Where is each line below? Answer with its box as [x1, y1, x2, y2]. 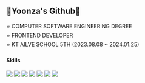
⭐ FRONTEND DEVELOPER [6, 32, 73, 39]
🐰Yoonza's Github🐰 [6, 6, 81, 16]
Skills [6, 57, 21, 64]
